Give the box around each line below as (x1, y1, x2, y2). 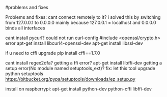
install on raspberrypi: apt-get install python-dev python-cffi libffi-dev (5, 86, 152, 92)
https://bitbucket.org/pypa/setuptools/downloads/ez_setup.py (5, 76, 136, 82)
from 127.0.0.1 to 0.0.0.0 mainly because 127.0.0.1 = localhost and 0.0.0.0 (5, 20, 156, 25)
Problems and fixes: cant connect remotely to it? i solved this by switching (5, 14, 161, 20)
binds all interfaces (5, 25, 45, 31)
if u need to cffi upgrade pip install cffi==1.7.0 (5, 50, 100, 56)
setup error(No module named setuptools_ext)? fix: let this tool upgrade (5, 66, 155, 71)
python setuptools (5, 71, 43, 77)
